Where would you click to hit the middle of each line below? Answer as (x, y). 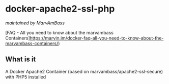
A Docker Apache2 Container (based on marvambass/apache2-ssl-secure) (84, 71)
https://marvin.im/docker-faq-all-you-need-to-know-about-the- (97, 38)
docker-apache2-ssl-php (60, 9)
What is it (21, 59)
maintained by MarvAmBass (35, 23)
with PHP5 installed (26, 77)
